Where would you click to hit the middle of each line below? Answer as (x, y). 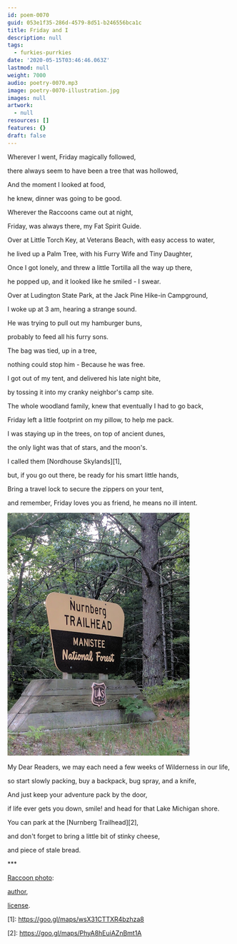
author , (18, 891)
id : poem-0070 (29, 15)
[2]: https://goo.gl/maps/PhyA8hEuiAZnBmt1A (75, 933)
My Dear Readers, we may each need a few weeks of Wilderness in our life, (118, 767)
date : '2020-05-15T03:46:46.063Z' (59, 61)
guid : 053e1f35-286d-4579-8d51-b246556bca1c (75, 22)
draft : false (27, 136)
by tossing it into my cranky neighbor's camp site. (81, 392)
